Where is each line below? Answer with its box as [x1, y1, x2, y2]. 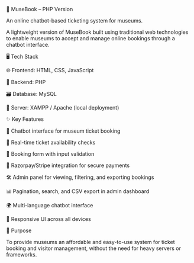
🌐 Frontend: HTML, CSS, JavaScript [6, 67, 94, 73]
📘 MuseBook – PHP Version [6, 6, 73, 12]
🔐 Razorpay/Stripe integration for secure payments [6, 162, 130, 169]
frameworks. [6, 251, 37, 258]
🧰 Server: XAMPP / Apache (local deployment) [6, 104, 119, 111]
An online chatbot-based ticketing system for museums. [6, 17, 143, 24]
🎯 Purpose [6, 227, 32, 234]
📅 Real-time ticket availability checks [6, 139, 96, 146]
